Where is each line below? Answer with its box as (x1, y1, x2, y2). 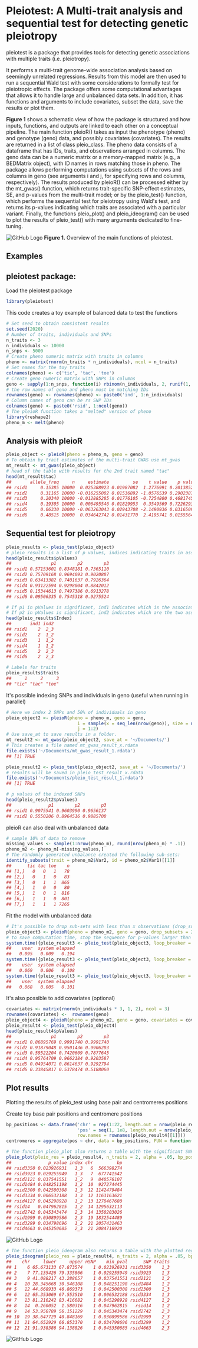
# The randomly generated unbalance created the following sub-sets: (6, 852, 181, 858)
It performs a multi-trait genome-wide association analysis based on (6, 66, 173, 73)
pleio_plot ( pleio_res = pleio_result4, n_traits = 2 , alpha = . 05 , (6, 1155, 176, 1160)
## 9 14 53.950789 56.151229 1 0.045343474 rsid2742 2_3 (6, 1308, 170, 1314)
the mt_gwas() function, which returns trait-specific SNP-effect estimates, (6, 185, 186, 192)
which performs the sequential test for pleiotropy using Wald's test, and (6, 197, 180, 205)
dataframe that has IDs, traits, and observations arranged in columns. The (6, 147, 186, 154)
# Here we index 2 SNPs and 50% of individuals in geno (6, 709, 146, 715)
